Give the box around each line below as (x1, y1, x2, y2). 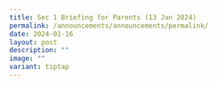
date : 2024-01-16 (9, 29, 74, 38)
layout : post (9, 37, 58, 47)
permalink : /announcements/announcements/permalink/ (9, 21, 209, 30)
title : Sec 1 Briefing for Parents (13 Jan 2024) (9, 12, 197, 22)
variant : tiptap (9, 63, 69, 72)
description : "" (9, 46, 69, 55)
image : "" (9, 54, 46, 63)
